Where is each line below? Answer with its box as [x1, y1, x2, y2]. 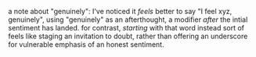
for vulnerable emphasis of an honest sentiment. [8, 40, 164, 49]
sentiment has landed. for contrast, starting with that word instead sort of [8, 23, 245, 32]
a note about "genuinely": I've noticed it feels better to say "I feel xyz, [8, 7, 233, 16]
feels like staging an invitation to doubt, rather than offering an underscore [8, 31, 248, 41]
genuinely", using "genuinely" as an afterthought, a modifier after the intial [8, 15, 248, 24]
